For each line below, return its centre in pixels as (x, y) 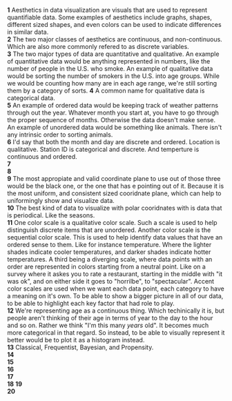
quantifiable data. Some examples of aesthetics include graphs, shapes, (110, 17)
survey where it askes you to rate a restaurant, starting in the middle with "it (115, 274)
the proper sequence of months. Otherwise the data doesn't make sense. (112, 120)
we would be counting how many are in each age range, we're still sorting (112, 83)
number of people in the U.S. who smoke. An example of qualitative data (110, 69)
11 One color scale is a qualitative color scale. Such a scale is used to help (112, 223)
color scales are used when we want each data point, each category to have (116, 288)
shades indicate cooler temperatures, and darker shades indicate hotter (109, 252)
